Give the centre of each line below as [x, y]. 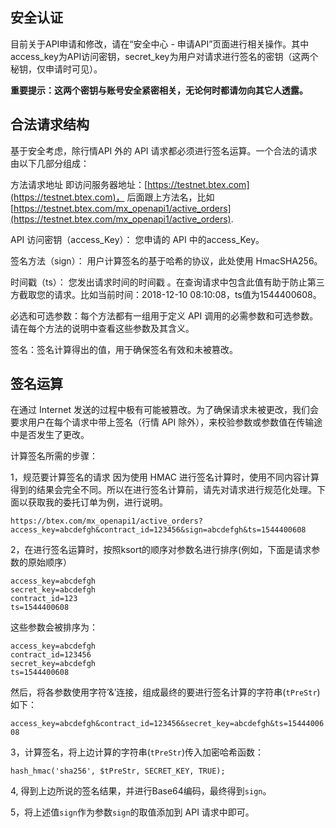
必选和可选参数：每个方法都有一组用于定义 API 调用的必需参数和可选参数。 [164, 315]
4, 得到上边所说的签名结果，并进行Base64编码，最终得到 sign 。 [141, 791]
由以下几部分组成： [50, 163]
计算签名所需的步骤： [54, 456]
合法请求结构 [50, 124]
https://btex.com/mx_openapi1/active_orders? [106, 521]
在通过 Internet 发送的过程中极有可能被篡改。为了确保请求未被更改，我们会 [165, 410]
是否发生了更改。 [54, 435]
